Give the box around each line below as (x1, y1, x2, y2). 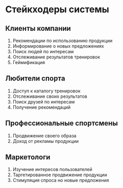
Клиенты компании (5, 24, 71, 33)
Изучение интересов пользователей (12, 166, 93, 173)
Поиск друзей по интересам (12, 98, 75, 105)
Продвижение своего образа (12, 132, 77, 139)
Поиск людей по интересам (12, 49, 74, 54)
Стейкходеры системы (5, 4, 110, 15)
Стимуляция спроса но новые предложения (12, 177, 109, 183)
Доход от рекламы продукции (12, 138, 79, 144)
